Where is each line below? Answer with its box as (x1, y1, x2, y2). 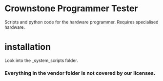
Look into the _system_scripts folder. (4, 57, 79, 63)
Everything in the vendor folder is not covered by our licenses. (4, 69, 156, 76)
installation (4, 41, 51, 53)
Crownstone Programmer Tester (4, 3, 138, 14)
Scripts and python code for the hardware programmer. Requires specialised (4, 19, 159, 25)
